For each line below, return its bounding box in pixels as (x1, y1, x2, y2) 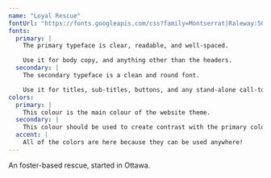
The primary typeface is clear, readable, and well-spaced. (23, 42, 229, 50)
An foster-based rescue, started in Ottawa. (8, 160, 151, 170)
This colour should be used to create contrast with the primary (23, 123, 248, 131)
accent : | (15, 130, 48, 139)
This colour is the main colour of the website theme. (23, 108, 211, 117)
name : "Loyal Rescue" (8, 11, 81, 20)
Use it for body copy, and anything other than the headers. (23, 56, 232, 64)
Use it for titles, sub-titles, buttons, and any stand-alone (23, 85, 236, 93)
